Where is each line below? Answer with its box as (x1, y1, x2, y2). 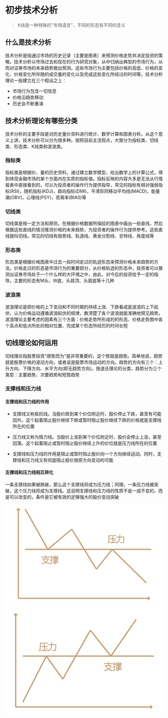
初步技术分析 (5, 5, 58, 16)
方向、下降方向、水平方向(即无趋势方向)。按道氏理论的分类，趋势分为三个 (9, 365, 162, 371)
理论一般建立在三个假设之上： (5, 77, 66, 83)
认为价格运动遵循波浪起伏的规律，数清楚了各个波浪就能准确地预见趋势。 (13, 310, 163, 316)
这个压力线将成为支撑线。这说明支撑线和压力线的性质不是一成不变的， (13, 487, 158, 493)
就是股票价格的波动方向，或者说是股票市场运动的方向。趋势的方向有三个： (5, 359, 158, 365)
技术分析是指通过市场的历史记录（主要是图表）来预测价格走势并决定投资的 (5, 52, 158, 58)
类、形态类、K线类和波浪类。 (5, 143, 65, 149)
